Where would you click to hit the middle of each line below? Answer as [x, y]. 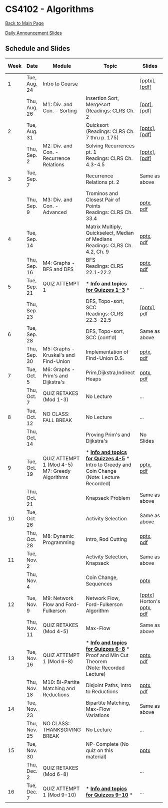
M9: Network [58, 598]
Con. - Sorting [60, 110]
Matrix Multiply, [104, 227]
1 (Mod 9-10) [59, 794]
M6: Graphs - [59, 369]
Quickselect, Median [110, 233]
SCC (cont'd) [101, 337]
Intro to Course [60, 84]
